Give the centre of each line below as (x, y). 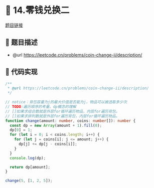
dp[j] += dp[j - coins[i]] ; (48, 144)
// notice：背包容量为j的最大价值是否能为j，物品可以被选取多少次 (66, 102)
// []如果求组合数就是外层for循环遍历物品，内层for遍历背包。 (62, 111)
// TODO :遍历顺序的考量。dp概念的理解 (41, 107)
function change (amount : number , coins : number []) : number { (70, 121)
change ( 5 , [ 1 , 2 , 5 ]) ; (29, 181)
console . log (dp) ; (28, 158)
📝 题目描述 (21, 42)
